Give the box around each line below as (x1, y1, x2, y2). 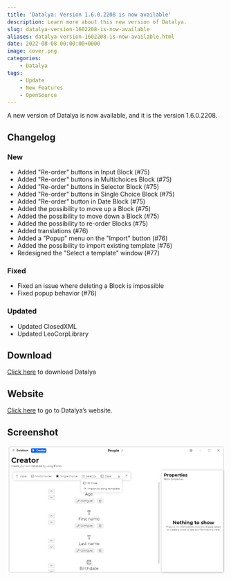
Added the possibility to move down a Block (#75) (17, 212, 160, 220)
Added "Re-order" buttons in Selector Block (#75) (17, 182, 160, 190)
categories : (7, 55, 41, 62)
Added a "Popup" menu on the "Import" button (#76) (17, 234, 168, 242)
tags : (7, 69, 23, 76)
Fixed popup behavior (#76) (17, 289, 97, 298)
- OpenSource (19, 91, 57, 98)
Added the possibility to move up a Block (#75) (17, 204, 151, 212)
